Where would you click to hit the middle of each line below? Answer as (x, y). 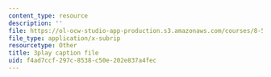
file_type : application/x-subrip (65, 38)
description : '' (35, 23)
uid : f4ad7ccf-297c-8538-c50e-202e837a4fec (83, 61)
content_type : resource (48, 16)
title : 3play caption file (54, 53)
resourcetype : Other (43, 46)
